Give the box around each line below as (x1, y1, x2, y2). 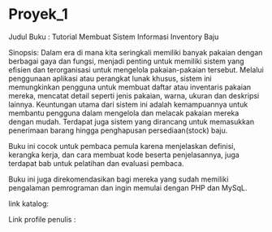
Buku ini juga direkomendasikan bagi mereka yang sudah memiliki (8, 174, 229, 184)
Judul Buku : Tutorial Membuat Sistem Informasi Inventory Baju (8, 32, 219, 42)
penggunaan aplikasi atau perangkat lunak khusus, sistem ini (8, 73, 213, 83)
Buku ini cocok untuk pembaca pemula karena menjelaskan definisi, (8, 141, 235, 151)
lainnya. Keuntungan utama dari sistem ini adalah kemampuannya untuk (8, 99, 248, 109)
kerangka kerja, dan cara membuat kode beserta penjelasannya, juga (8, 150, 240, 160)
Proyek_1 (8, 5, 69, 24)
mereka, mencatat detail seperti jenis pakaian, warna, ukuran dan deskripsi (8, 90, 260, 100)
